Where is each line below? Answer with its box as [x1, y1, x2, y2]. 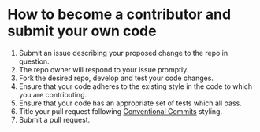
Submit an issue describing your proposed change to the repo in [18, 48, 228, 57]
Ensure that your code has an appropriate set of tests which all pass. [18, 98, 242, 108]
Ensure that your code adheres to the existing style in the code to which [18, 81, 253, 91]
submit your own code [7, 22, 157, 40]
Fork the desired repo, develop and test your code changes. [18, 73, 214, 82]
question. [18, 57, 50, 66]
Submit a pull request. [18, 115, 91, 124]
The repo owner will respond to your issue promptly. [18, 64, 189, 74]
